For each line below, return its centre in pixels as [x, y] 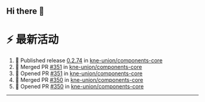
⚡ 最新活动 [33, 39]
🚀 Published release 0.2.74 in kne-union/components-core [89, 60]
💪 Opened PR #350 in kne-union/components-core [79, 87]
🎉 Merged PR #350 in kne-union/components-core [79, 80]
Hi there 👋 [25, 11]
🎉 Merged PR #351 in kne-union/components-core [78, 67]
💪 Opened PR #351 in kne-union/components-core [79, 73]
